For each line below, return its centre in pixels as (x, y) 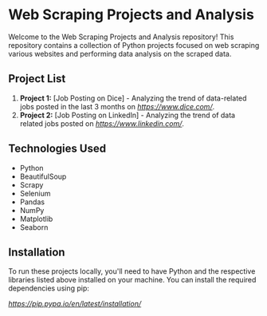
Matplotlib (36, 219)
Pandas (32, 202)
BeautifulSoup (43, 176)
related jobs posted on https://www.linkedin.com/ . (102, 123)
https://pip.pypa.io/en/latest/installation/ (75, 304)
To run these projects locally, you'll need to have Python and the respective (132, 271)
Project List (37, 79)
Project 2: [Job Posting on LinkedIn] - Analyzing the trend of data (128, 115)
